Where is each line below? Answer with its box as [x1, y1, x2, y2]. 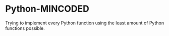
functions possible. [5, 25, 45, 31]
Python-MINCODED [5, 3, 89, 15]
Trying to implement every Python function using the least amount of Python [5, 20, 164, 26]
